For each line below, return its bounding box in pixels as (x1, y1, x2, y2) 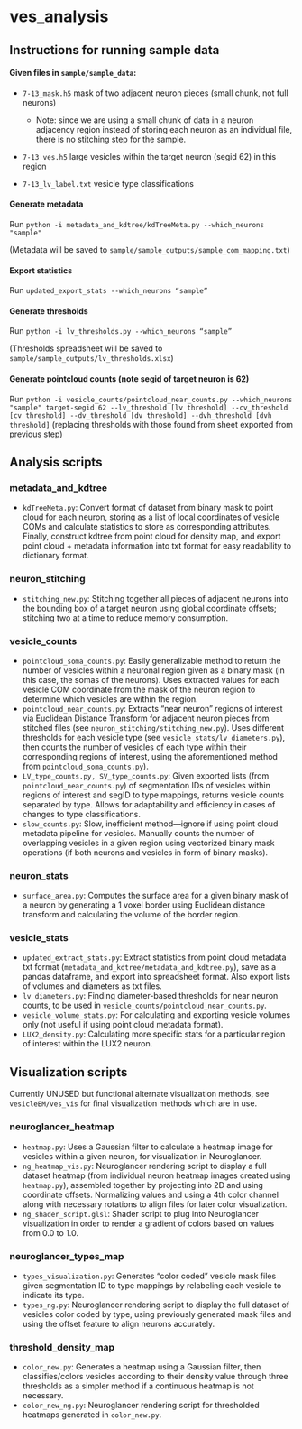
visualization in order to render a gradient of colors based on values (22, 1218, 275, 1229)
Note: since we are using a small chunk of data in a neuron (35, 115, 254, 125)
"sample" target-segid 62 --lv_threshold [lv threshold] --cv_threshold (9, 403, 288, 412)
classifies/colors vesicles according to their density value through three (22, 1371, 288, 1382)
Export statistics (9, 264, 73, 276)
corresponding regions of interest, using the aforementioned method (22, 751, 278, 761)
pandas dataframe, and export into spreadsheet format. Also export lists (22, 972, 291, 982)
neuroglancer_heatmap (9, 1120, 114, 1133)
